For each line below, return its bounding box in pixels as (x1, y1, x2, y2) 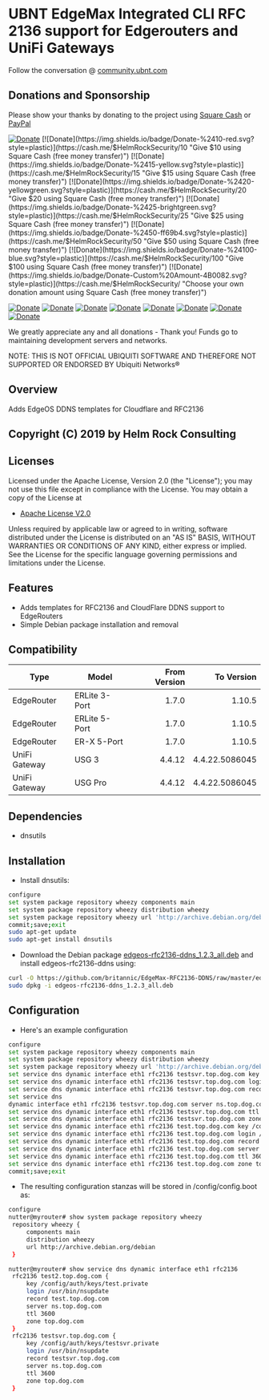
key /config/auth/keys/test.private (26, 1280, 149, 1288)
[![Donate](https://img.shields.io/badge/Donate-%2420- (68, 176, 255, 186)
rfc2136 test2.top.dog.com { (11, 1273, 110, 1281)
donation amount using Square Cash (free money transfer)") (8, 287, 207, 297)
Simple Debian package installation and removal (19, 619, 179, 629)
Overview (8, 382, 58, 397)
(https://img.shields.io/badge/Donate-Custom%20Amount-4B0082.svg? (8, 270, 247, 280)
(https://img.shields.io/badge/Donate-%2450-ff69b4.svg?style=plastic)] (8, 228, 247, 237)
